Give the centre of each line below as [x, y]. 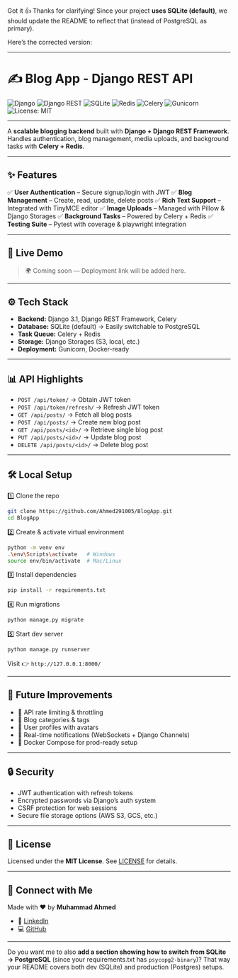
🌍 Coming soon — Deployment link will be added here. [105, 270]
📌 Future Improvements [60, 695]
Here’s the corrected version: [50, 42]
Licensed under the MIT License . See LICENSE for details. [92, 861]
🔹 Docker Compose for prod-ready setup [78, 742]
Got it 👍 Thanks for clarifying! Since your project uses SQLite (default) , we [118, 11]
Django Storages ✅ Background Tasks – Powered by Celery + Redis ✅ [110, 216]
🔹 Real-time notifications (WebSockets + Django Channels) [103, 735]
